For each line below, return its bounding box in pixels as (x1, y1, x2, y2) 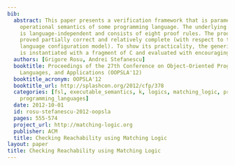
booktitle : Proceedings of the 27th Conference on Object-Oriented (13, 62, 215, 70)
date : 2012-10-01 (13, 102, 64, 109)
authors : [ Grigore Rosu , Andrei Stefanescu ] (13, 56, 145, 63)
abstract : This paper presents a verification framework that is (13, 17, 208, 24)
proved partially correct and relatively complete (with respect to (20, 37, 224, 44)
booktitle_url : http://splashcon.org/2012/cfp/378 (13, 82, 164, 89)
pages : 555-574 (13, 114, 58, 121)
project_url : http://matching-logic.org (13, 121, 133, 128)
